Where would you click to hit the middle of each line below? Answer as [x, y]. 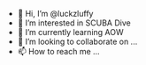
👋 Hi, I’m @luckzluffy [55, 14]
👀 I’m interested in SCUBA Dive [74, 23]
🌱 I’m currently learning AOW [70, 32]
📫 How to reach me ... [58, 51]
